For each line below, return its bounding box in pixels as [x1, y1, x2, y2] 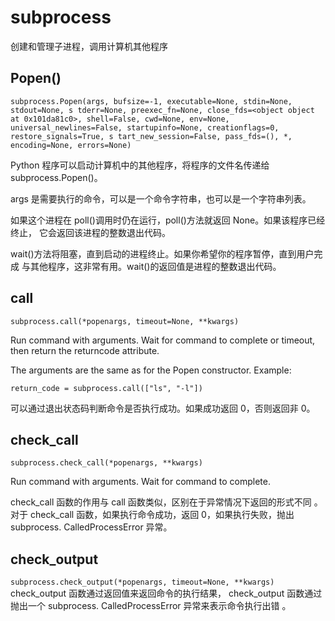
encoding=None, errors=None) [10, 140, 132, 150]
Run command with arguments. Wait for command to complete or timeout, [10, 334, 316, 346]
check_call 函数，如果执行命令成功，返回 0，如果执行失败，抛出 [29, 509, 295, 521]
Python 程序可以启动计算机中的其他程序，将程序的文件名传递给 [10, 159, 270, 171]
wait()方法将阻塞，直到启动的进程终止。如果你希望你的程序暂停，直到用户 [10, 247, 315, 260]
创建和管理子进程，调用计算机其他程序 [10, 40, 168, 52]
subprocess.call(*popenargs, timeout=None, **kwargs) [10, 316, 240, 326]
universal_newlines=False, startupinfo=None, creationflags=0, [10, 122, 280, 133]
